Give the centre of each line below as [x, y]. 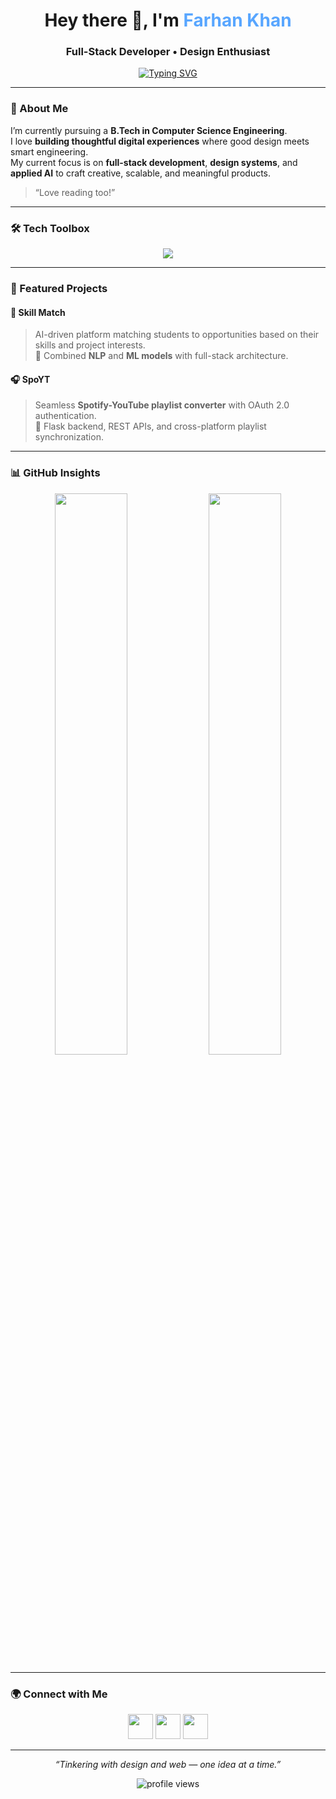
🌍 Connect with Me [59, 1694]
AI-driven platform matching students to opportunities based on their [177, 335]
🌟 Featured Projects [59, 288]
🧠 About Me [39, 109]
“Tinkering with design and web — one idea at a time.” [168, 1764]
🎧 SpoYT [30, 379]
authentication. [65, 416]
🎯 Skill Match [38, 312]
